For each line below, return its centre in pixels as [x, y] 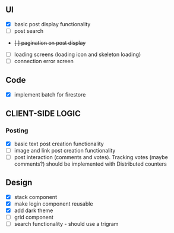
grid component [34, 217]
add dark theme [34, 210]
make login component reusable [53, 204]
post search [29, 31]
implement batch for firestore [50, 94]
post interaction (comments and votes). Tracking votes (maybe [91, 157]
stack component [36, 197]
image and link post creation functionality [65, 150]
